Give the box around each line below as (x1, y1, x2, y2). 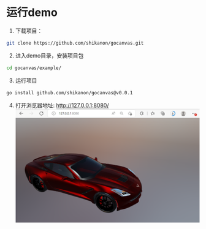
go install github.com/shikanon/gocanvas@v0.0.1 (6, 89, 133, 96)
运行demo (6, 6, 58, 20)
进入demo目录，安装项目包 (15, 51, 84, 59)
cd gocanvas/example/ (6, 65, 62, 71)
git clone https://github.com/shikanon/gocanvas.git (6, 40, 144, 46)
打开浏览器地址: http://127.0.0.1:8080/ (15, 102, 109, 109)
